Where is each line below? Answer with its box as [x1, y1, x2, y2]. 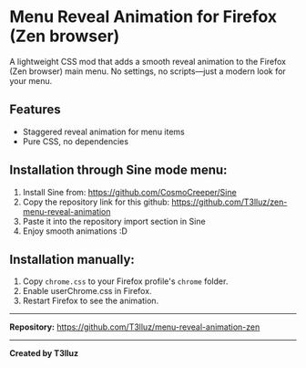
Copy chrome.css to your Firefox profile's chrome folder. [22, 276, 229, 287]
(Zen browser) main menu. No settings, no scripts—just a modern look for [9, 66, 287, 77]
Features [9, 102, 61, 118]
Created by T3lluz [9, 348, 79, 359]
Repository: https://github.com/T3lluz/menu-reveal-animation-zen [9, 321, 260, 332]
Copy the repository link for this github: [22, 196, 170, 207]
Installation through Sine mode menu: [9, 163, 228, 178]
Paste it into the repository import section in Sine [22, 216, 207, 226]
